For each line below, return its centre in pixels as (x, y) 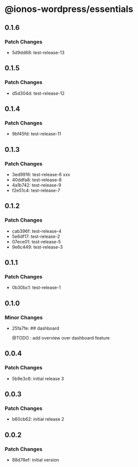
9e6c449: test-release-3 (37, 247)
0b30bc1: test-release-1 (36, 288)
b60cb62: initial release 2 (38, 419)
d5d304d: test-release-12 (38, 93)
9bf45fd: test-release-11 (36, 134)
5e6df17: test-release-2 (36, 236)
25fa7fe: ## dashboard (35, 328)
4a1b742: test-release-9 (37, 185)
